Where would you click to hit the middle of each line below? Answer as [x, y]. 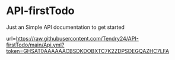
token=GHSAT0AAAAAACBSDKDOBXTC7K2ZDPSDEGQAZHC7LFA [88, 51]
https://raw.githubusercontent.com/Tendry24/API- [77, 38]
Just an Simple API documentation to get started [65, 27]
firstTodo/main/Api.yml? [35, 45]
